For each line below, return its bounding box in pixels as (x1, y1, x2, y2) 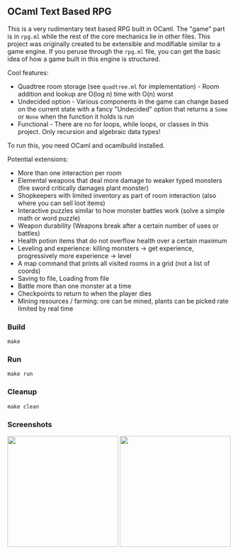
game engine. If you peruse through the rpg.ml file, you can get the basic (7, 47, 221, 55)
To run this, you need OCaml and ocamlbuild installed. (7, 141, 165, 150)
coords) (17, 266, 41, 275)
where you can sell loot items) (17, 199, 106, 207)
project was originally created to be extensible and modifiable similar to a (7, 39, 221, 48)
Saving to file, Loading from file (17, 274, 110, 282)
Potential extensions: (7, 155, 69, 163)
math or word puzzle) (17, 214, 81, 222)
